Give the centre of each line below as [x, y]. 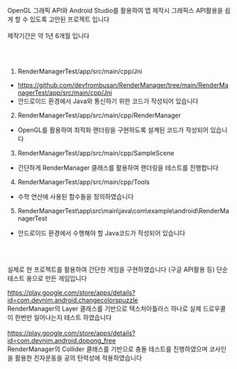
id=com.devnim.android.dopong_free [62, 341]
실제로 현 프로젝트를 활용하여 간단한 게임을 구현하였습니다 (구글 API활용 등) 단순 [118, 269]
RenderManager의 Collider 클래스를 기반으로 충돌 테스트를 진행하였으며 [108, 349]
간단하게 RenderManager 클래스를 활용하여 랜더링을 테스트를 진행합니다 [118, 168]
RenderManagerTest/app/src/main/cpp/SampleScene [96, 153]
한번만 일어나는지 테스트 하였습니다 [63, 317]
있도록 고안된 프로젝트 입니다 [70, 19]
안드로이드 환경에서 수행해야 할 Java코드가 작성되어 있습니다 [101, 233]
